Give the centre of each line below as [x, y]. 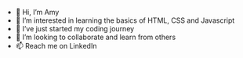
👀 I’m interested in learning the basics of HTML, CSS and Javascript [125, 20]
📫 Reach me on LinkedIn [56, 46]
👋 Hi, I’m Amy [37, 12]
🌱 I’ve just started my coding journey [75, 29]
